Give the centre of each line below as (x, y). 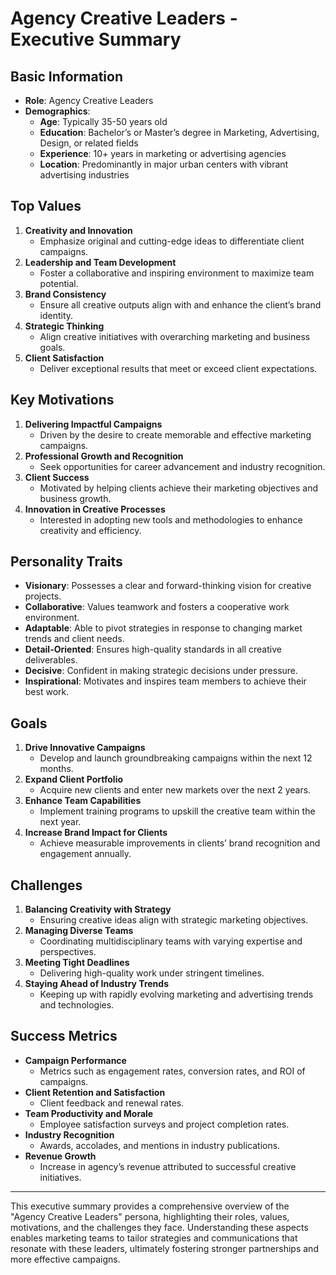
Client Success (57, 477)
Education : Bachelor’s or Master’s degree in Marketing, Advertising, (179, 132)
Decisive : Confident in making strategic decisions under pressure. (161, 671)
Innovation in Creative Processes (95, 509)
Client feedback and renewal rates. (112, 1103)
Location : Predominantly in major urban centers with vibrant (164, 164)
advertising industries (84, 175)
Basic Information (67, 76)
